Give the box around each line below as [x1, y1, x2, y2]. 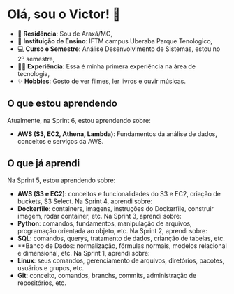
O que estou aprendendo [7, 98, 117, 110]
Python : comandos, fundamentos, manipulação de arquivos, [17, 219, 192, 228]
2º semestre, [17, 54, 55, 63]
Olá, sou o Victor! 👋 [7, 6, 121, 22]
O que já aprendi [7, 157, 80, 170]
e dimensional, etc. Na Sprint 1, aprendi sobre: [17, 249, 150, 257]
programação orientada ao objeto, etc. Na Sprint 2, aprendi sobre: [17, 226, 207, 235]
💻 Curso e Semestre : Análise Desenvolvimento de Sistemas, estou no [17, 45, 221, 53]
